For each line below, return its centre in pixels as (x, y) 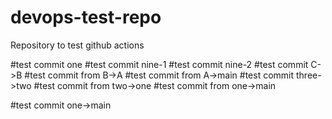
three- (308, 75)
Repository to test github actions (77, 45)
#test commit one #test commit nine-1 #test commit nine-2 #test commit (159, 64)
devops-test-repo (86, 17)
